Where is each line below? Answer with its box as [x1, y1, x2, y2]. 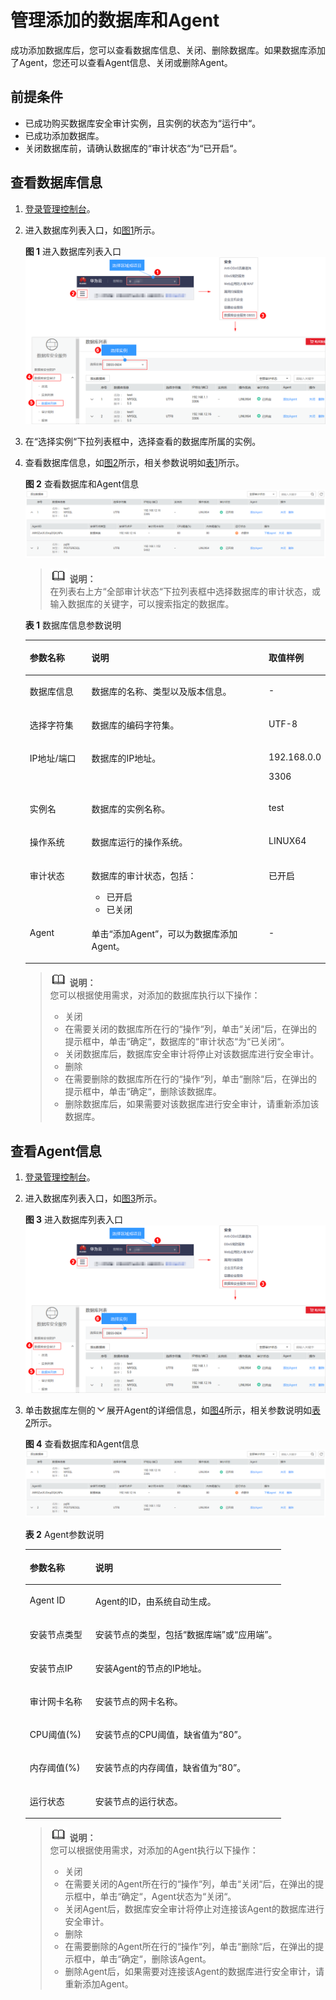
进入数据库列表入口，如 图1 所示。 [24, 224, 161, 236]
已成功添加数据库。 [24, 129, 105, 141]
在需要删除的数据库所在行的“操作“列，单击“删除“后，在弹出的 [64, 1073, 318, 1085]
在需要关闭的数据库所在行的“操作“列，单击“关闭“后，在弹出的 [64, 1023, 318, 1035]
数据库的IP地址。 [91, 752, 162, 764]
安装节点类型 [29, 1629, 83, 1641]
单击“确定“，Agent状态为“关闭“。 [99, 1891, 237, 1903]
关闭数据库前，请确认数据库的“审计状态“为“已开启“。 [24, 142, 243, 154]
